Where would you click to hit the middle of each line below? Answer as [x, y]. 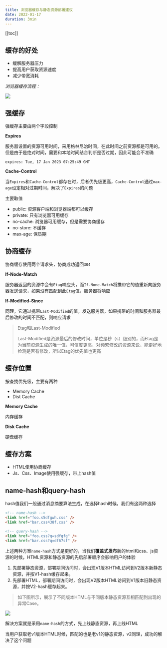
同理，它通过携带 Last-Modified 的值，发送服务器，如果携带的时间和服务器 [81, 311]
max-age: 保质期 [29, 234]
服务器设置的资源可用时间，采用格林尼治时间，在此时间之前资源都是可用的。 [84, 146]
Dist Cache [24, 396]
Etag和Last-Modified [39, 328]
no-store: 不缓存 [29, 228]
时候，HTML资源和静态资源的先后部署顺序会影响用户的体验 [75, 557]
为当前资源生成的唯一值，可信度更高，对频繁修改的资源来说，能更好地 [89, 345]
